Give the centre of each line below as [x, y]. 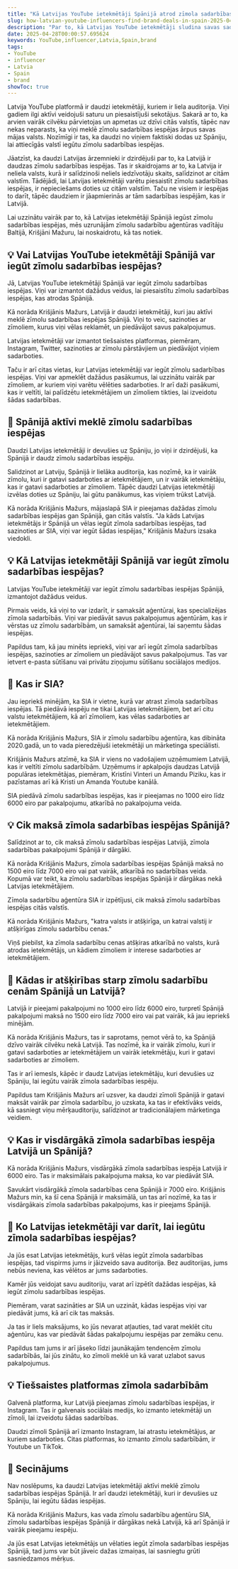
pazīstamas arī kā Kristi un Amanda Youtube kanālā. [83, 782]
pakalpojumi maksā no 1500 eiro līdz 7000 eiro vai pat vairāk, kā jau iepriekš [119, 1016]
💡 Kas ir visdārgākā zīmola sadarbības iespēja [111, 1140]
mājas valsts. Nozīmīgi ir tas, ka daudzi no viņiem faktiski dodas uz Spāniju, [117, 137]
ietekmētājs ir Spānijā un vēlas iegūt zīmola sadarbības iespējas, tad [107, 523]
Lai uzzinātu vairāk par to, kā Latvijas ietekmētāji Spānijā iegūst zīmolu [110, 217]
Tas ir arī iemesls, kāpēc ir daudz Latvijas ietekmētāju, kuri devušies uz [111, 1074]
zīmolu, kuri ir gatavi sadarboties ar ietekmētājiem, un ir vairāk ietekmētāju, [117, 479]
